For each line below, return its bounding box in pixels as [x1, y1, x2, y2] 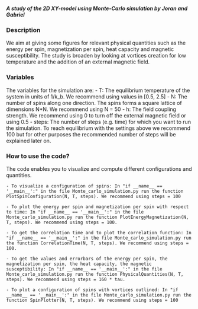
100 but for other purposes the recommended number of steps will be [6, 130, 176, 138]
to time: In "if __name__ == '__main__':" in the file [6, 209, 144, 215]
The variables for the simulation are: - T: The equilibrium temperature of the [6, 87, 190, 94]
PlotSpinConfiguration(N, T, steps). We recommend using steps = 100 [6, 193, 181, 199]
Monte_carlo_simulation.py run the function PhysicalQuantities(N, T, [6, 271, 184, 277]
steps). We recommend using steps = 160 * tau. [6, 276, 126, 282]
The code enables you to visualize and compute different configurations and [6, 165, 192, 172]
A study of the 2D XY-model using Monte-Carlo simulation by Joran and [6, 5, 188, 12]
